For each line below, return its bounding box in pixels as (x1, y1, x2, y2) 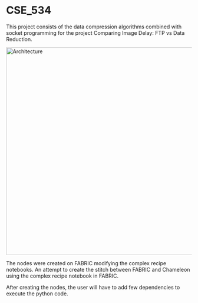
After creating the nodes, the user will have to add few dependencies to (6, 284, 180, 291)
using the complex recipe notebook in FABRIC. (6, 272, 119, 279)
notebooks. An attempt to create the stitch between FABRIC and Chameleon (6, 266, 190, 273)
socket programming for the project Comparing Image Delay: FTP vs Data (6, 29, 185, 36)
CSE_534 (6, 4, 52, 17)
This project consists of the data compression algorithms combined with (6, 23, 182, 30)
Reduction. (6, 35, 32, 43)
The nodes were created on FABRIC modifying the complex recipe (6, 259, 167, 266)
